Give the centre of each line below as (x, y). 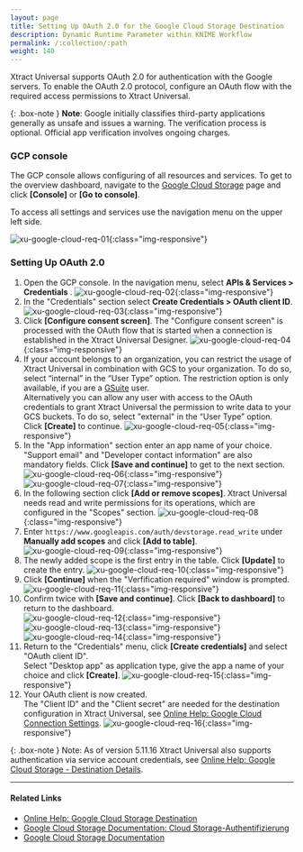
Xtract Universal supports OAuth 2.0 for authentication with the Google (142, 77)
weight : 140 (32, 51)
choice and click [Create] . (71, 675)
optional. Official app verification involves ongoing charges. (120, 133)
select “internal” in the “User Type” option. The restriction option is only (156, 378)
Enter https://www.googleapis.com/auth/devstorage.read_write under (153, 531)
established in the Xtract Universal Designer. (106, 340)
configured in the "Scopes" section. (89, 512)
